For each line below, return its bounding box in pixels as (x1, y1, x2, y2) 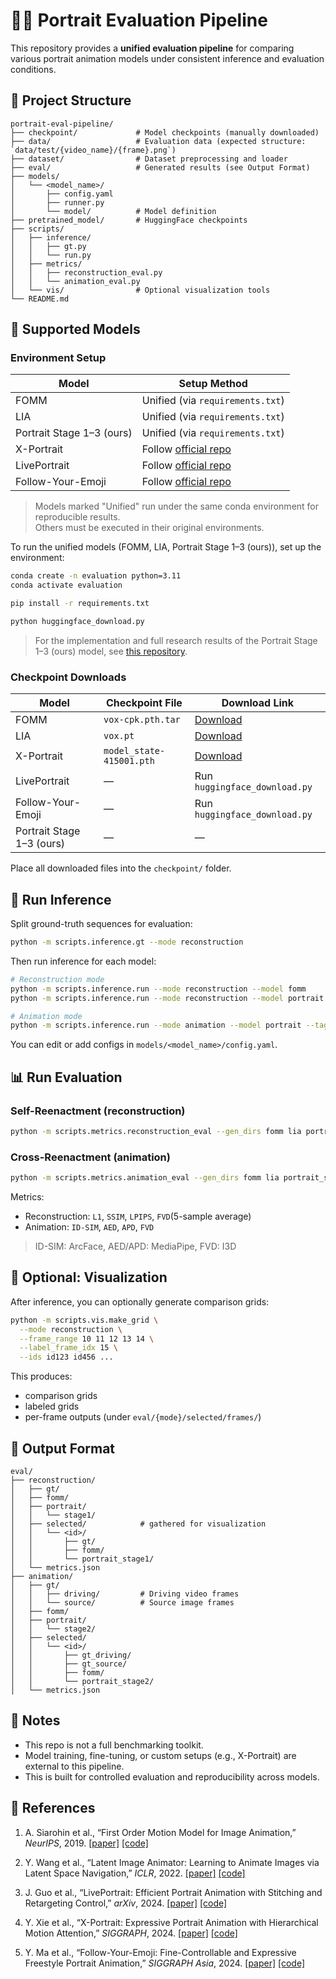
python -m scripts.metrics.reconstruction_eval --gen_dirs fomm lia (10, 1126, 302, 1136)
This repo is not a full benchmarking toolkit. (24, 1739, 204, 1751)
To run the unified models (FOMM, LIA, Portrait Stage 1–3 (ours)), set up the (10, 541, 322, 553)
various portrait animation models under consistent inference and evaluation (10, 52, 325, 64)
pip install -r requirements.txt (10, 599, 150, 609)
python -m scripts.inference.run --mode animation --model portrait (10, 1020, 302, 1031)
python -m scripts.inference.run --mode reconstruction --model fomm (10, 984, 307, 994)
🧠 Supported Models (10, 321, 141, 338)
